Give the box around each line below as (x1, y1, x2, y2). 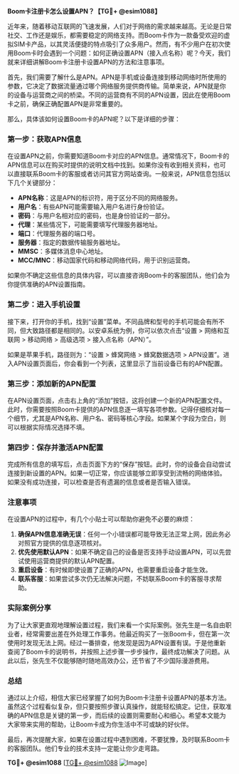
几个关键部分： (13, 178, 58, 187)
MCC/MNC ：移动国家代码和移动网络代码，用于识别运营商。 (17, 256, 194, 264)
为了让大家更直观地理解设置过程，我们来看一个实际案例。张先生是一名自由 (7, 620, 225, 629)
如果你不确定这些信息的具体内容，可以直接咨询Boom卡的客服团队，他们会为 (7, 271, 230, 280)
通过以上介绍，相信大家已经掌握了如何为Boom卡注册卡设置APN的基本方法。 (7, 693, 231, 702)
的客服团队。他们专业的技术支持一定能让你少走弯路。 (7, 744, 164, 753)
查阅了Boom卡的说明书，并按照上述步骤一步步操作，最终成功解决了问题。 (7, 647, 224, 656)
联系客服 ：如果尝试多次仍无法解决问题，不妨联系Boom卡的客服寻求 (17, 574, 216, 583)
